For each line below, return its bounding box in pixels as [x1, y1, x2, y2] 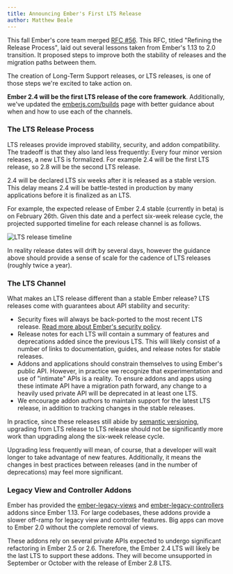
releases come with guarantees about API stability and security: [7, 302, 190, 310]
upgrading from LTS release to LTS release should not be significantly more [7, 425, 224, 433]
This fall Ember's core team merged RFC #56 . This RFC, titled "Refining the [7, 36, 223, 44]
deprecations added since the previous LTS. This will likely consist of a [17, 337, 220, 346]
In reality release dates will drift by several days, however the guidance [7, 246, 211, 254]
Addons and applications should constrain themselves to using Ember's [17, 359, 223, 368]
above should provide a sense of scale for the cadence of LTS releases [7, 254, 211, 262]
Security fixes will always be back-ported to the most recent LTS [17, 315, 203, 324]
